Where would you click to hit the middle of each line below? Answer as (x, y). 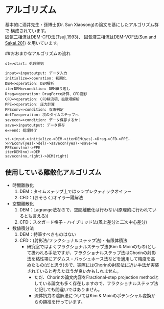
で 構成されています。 (27, 30)
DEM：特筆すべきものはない (48, 234)
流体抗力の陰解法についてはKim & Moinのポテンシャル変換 (93, 295)
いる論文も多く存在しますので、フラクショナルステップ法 (100, 283)
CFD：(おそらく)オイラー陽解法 (51, 197)
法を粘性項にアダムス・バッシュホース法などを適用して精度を (89, 258)
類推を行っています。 (64, 302)
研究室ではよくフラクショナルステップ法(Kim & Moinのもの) (87, 246)
